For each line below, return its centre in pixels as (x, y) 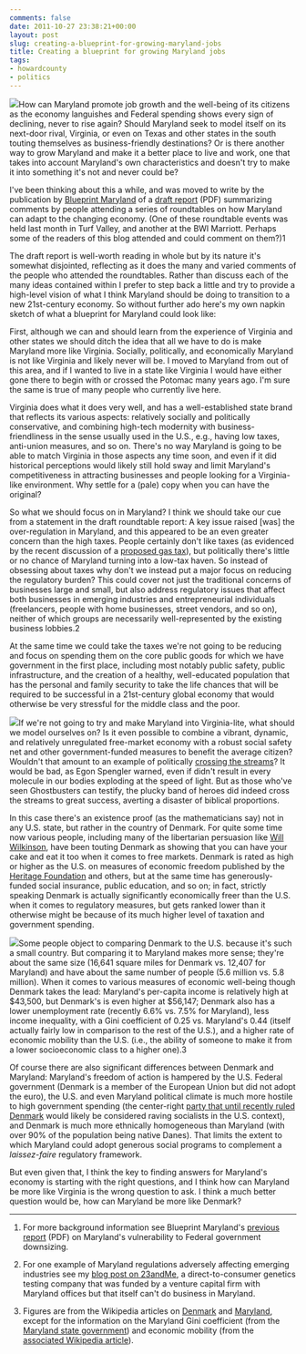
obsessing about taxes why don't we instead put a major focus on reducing (151, 569)
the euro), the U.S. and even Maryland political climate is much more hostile (151, 1096)
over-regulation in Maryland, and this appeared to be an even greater (139, 531)
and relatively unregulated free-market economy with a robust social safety (151, 742)
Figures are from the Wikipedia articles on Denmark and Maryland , (148, 1311)
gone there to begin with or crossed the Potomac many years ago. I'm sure (150, 380)
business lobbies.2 (45, 628)
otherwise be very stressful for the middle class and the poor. (125, 703)
